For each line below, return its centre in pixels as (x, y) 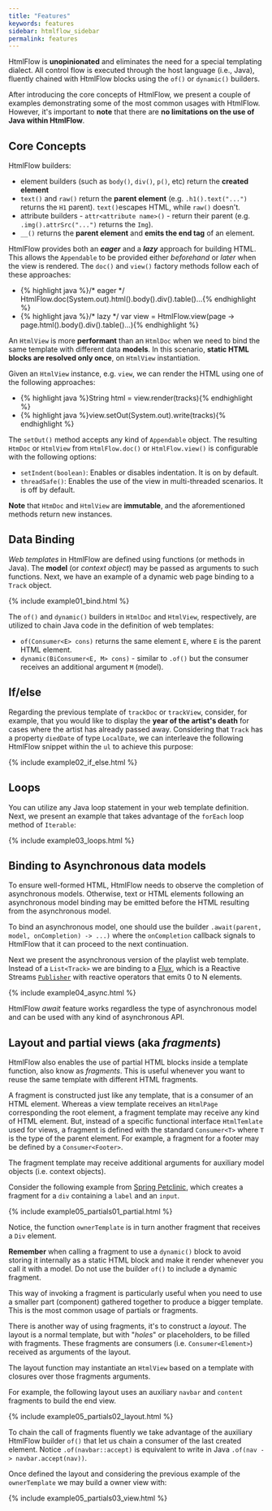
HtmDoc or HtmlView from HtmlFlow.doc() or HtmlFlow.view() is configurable (133, 448)
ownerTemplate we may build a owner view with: (88, 1483)
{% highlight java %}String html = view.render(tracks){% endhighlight (136, 398)
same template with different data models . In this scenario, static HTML (129, 349)
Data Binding (42, 540)
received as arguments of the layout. (70, 1352)
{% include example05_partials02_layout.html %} (91, 1417)
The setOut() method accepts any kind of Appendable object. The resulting (133, 440)
